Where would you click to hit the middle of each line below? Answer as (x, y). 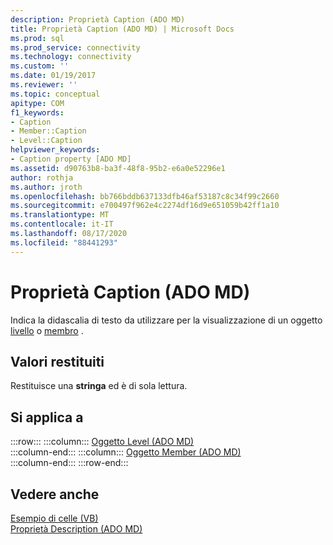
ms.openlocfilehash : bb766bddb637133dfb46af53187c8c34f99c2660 (145, 196)
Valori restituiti (57, 361)
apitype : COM (37, 103)
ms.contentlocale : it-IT (62, 224)
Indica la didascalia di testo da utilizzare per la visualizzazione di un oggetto (166, 320)
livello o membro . (47, 330)
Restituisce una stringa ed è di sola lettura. (99, 386)
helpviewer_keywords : (55, 150)
